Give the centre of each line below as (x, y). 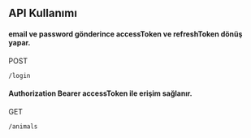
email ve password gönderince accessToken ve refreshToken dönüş (125, 34)
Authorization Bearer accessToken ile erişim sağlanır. (100, 93)
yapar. (19, 42)
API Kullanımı (43, 13)
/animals (23, 126)
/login (19, 75)
